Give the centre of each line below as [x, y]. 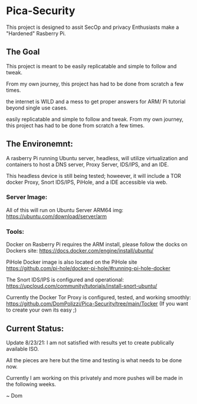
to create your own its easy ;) [41, 310]
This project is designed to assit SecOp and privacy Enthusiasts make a [93, 27]
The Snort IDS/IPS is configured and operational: [65, 280]
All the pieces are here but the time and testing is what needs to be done [94, 360]
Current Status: [35, 328]
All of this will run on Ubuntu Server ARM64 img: [65, 210]
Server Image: [27, 197]
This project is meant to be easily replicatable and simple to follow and [91, 66]
